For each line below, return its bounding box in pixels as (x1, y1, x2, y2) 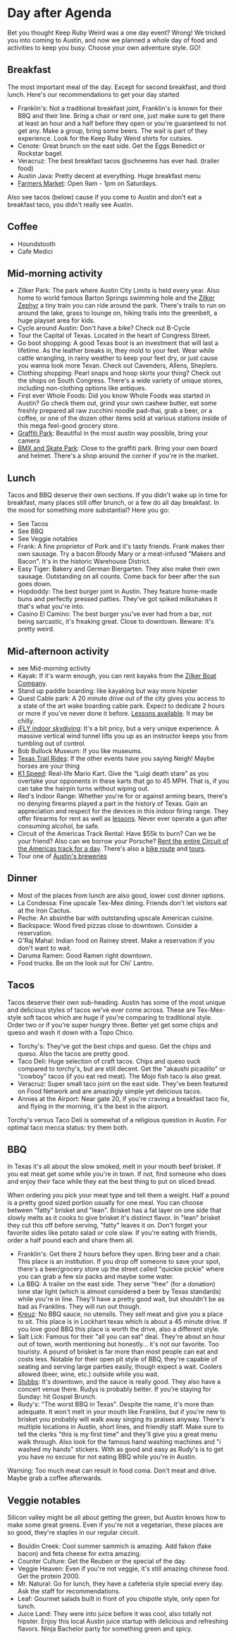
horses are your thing (17, 762, 80, 770)
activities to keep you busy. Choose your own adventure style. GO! (7, 43, 201, 52)
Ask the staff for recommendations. (17, 1587, 121, 1595)
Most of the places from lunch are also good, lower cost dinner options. (17, 891, 225, 900)
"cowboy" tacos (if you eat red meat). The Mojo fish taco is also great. (17, 1071, 222, 1080)
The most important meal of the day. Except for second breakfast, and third (7, 83, 226, 91)
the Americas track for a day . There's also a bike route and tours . (17, 844, 206, 853)
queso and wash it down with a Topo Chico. (7, 1028, 135, 1037)
